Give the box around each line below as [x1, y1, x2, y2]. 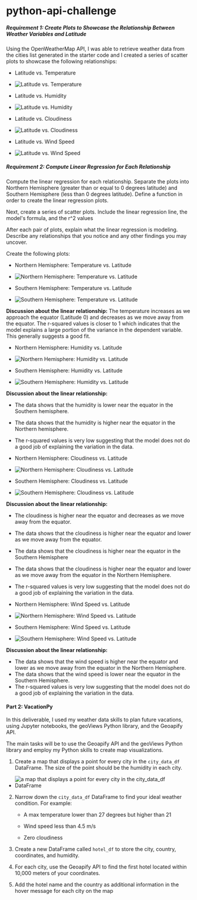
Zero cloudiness [23, 834, 63, 841]
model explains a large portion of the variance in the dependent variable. [6, 327, 183, 334]
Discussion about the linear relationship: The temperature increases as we [6, 308, 191, 315]
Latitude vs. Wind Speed [14, 138, 75, 146]
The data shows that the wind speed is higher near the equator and [14, 658, 179, 665]
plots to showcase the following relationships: [6, 58, 117, 65]
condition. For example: [14, 800, 73, 807]
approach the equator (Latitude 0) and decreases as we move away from [6, 314, 184, 321]
